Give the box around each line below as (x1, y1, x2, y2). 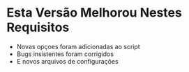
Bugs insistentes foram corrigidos (16, 50, 114, 58)
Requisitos (6, 19, 70, 35)
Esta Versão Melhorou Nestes (6, 5, 182, 21)
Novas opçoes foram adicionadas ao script (16, 42, 140, 51)
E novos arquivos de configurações (16, 57, 119, 65)
